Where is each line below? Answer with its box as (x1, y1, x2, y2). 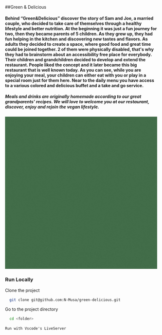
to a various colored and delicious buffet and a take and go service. (5, 82, 144, 88)
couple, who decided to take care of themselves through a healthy (5, 20, 142, 26)
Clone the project (5, 287, 40, 293)
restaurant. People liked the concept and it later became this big (5, 62, 137, 68)
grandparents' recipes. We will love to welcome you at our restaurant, (5, 99, 149, 105)
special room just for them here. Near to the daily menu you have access (5, 77, 155, 83)
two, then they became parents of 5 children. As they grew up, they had (5, 31, 153, 37)
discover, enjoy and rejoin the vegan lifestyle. (5, 104, 100, 110)
